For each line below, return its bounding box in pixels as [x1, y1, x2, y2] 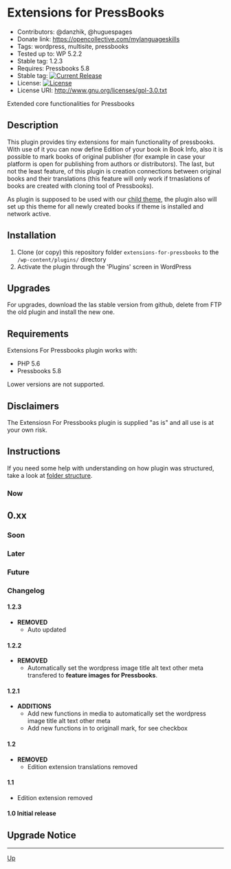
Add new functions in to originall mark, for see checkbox [27, 724, 188, 733]
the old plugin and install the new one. [7, 308, 115, 316]
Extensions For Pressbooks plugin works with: [7, 346, 137, 355]
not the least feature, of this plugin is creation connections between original [7, 167, 221, 175]
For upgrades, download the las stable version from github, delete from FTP [7, 301, 222, 309]
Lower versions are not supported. [7, 380, 105, 388]
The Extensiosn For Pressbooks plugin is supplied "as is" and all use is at [7, 419, 214, 426]
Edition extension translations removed [27, 762, 138, 771]
